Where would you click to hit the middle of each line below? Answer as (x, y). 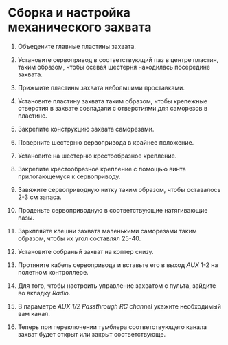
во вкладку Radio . (44, 293)
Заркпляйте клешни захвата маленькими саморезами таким (107, 231)
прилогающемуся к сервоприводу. (69, 176)
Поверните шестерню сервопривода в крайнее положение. (106, 142)
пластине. (32, 116)
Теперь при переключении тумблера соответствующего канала (112, 327)
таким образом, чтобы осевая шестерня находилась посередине (114, 67)
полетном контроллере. (53, 272)
